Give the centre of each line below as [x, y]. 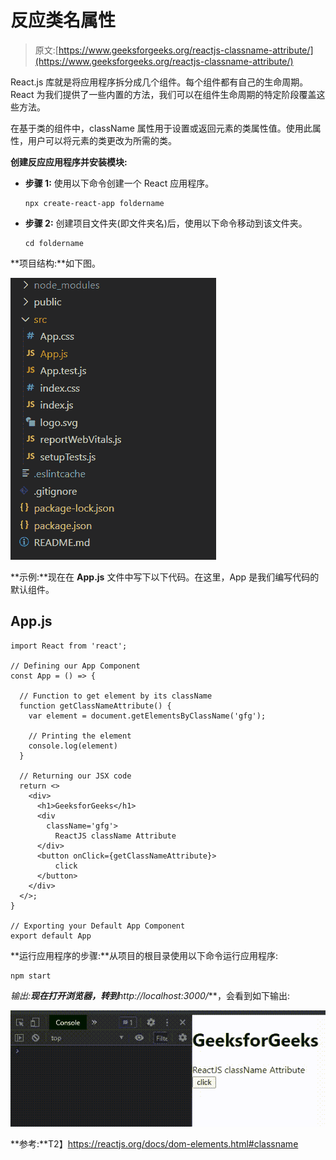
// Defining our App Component [75, 666]
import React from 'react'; [69, 646]
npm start [31, 976]
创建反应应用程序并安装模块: [69, 162]
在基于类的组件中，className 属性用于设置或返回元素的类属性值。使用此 [161, 128]
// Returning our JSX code [75, 776]
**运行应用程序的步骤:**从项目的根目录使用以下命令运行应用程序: [144, 955]
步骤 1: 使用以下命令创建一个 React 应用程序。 [119, 183]
